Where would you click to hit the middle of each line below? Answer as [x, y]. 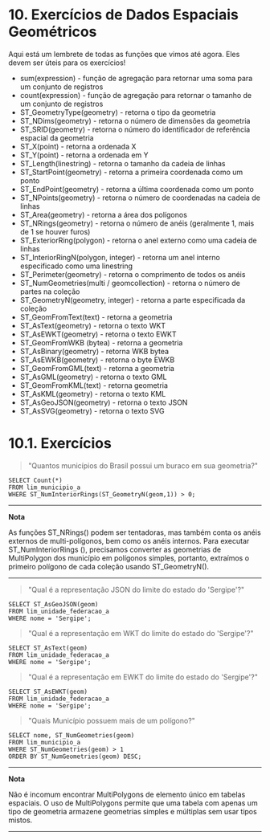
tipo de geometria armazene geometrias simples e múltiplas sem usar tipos [133, 811]
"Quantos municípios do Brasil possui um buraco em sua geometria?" [143, 465]
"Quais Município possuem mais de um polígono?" [111, 720]
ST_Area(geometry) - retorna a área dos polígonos [103, 214]
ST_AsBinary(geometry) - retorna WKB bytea [94, 351]
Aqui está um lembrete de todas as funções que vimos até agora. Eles [124, 54]
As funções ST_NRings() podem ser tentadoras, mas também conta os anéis [135, 532]
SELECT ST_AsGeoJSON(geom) [53, 604]
